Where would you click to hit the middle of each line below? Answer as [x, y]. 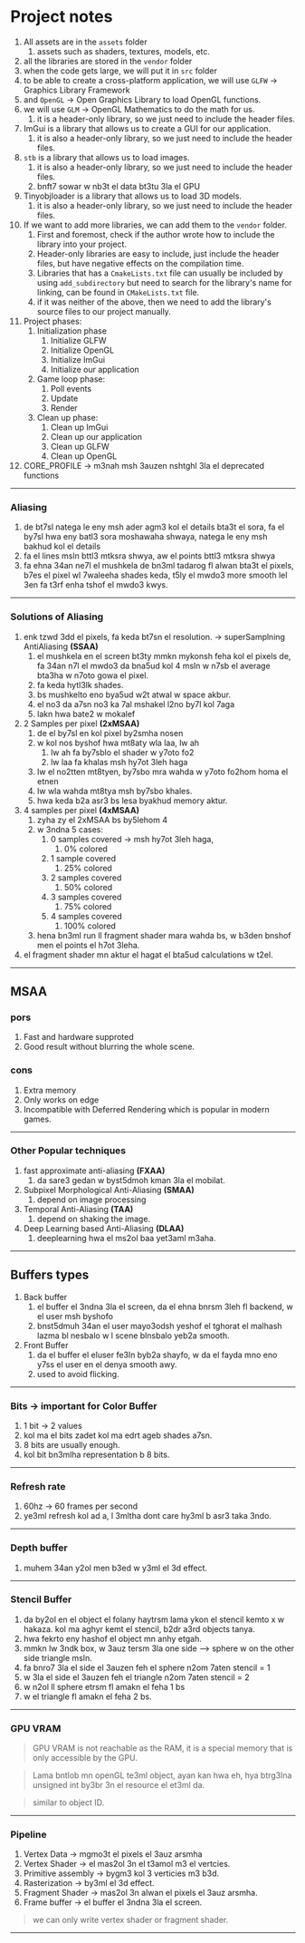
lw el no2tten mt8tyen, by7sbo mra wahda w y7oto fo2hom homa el [162, 772]
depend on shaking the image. [94, 1219]
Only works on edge [61, 1100]
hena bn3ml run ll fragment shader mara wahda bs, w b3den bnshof [164, 935]
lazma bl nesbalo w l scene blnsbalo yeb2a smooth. [133, 1336]
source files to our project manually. [104, 311]
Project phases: [52, 321]
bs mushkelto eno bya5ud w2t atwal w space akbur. [134, 695]
